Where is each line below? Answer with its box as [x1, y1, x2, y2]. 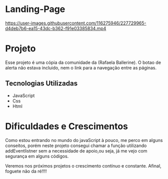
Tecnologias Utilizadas [5, 79, 78, 88]
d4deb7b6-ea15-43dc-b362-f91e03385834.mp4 [5, 25, 106, 31]
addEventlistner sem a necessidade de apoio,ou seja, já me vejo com [5, 147, 147, 153]
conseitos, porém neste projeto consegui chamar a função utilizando [5, 142, 147, 148]
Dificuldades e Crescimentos [5, 120, 128, 132]
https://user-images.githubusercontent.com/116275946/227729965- [5, 20, 146, 26]
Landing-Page [5, 3, 65, 15]
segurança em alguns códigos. [5, 153, 69, 159]
